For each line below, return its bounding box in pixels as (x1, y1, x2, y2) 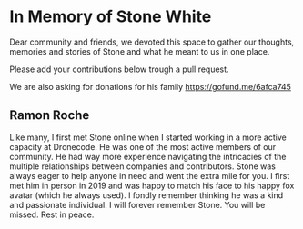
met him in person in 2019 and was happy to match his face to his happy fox (9, 180, 295, 191)
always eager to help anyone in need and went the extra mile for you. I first (9, 170, 290, 181)
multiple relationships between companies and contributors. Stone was (9, 161, 276, 172)
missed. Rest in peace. (9, 209, 95, 220)
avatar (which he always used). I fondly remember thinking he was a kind (9, 189, 284, 201)
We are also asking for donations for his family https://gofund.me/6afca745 (9, 81, 291, 92)
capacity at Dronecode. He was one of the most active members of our (9, 141, 277, 152)
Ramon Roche (9, 107, 90, 124)
